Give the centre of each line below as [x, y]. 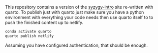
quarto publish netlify [30, 36]
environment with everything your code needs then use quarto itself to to [79, 17]
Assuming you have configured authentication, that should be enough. [76, 45]
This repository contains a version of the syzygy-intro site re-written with [79, 7]
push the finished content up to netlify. [44, 22]
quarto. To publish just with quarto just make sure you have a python [75, 12]
